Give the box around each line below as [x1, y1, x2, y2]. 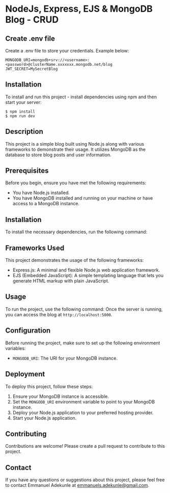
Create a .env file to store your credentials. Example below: [5, 48, 129, 53]
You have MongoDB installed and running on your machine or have [12, 195, 153, 201]
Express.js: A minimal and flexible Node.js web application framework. [12, 267, 160, 273]
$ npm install [5, 109, 36, 114]
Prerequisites [5, 167, 49, 175]
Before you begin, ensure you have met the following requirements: [5, 180, 147, 186]
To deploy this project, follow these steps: [5, 383, 93, 390]
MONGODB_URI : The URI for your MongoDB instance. [12, 355, 118, 361]
